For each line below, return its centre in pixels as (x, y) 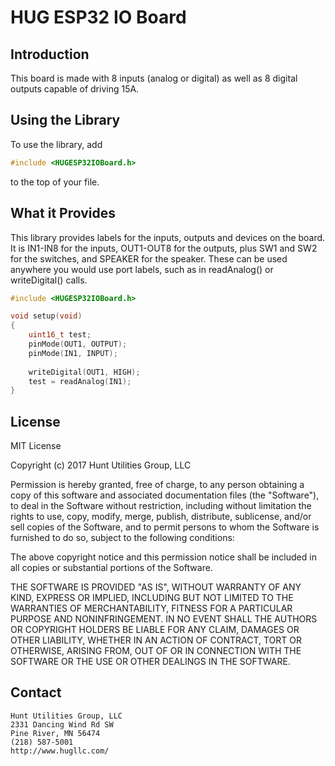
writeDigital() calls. (49, 280)
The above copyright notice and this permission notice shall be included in (163, 557)
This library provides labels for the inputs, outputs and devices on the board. (168, 237)
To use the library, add (56, 144)
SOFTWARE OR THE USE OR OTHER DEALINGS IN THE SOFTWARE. (150, 662)
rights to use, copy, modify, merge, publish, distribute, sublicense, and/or (161, 517)
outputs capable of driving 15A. (75, 89)
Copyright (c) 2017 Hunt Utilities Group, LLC (101, 465)
